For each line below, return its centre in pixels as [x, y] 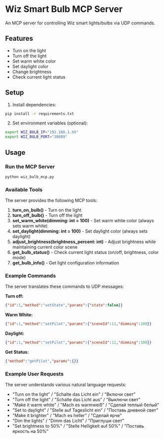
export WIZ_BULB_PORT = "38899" [36, 137]
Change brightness [32, 72]
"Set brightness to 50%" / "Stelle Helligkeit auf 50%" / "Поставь [78, 426]
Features [19, 39]
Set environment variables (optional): [50, 123]
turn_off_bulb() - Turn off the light [47, 215]
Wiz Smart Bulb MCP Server [64, 9]
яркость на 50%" [30, 432]
